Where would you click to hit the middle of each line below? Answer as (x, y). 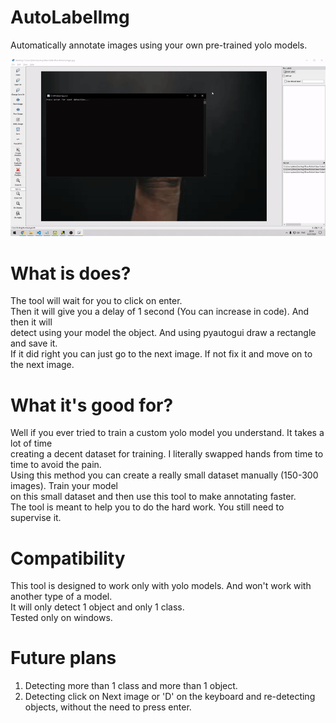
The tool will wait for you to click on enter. (96, 301)
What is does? (71, 273)
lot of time (31, 443)
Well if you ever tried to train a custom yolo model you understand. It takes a (167, 433)
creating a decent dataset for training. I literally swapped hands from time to (167, 454)
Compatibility (68, 558)
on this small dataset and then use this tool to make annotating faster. (153, 497)
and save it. (34, 343)
